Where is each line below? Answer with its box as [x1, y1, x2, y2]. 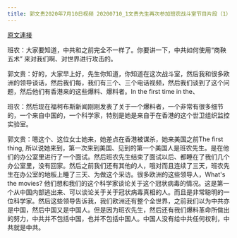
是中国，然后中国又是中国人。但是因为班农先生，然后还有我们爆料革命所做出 [7, 206, 230, 214]
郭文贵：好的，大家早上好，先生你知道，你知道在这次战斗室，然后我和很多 [7, 69, 224, 78]
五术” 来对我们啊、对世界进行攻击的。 [7, 54, 118, 63]
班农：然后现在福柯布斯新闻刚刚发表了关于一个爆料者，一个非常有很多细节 [7, 102, 224, 110]
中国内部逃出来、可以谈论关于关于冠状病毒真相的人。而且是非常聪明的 [19, 188, 224, 196]
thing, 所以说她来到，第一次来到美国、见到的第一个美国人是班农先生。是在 [7, 143, 224, 152]
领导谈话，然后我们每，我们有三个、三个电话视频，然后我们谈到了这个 [19, 78, 224, 87]
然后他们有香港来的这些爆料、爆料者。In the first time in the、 [19, 87, 199, 95]
